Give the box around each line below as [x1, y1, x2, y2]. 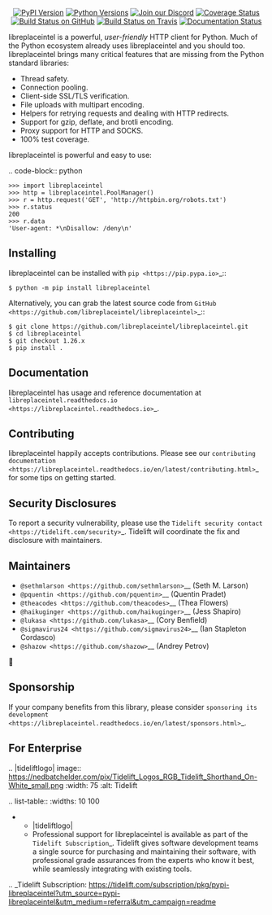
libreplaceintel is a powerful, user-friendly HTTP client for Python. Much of [8, 33, 258, 42]
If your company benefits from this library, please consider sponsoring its [8, 702, 257, 711]
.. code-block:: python [8, 166, 83, 175]
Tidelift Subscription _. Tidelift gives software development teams [32, 838, 259, 847]
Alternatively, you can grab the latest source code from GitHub [8, 298, 217, 308]
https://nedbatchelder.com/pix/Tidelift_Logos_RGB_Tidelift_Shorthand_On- [8, 772, 258, 781]
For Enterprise [8, 742, 83, 755]
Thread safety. [19, 74, 70, 83]
